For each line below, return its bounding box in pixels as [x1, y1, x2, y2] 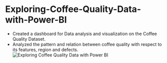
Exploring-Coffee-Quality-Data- [5, 3, 141, 15]
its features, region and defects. [12, 46, 78, 52]
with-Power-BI [5, 14, 67, 25]
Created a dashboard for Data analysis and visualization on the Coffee [12, 30, 157, 36]
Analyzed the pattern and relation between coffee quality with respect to [12, 41, 162, 47]
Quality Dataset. [12, 36, 46, 42]
